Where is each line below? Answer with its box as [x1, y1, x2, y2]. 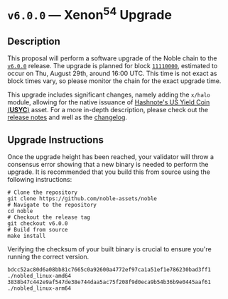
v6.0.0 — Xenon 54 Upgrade [7, 4, 173, 23]
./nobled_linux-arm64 [7, 285, 72, 292]
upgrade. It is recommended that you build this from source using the [7, 168, 211, 176]
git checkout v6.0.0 [7, 220, 69, 227]
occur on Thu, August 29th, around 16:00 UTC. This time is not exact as [7, 69, 217, 78]
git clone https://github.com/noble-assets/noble [7, 195, 158, 202]
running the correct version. [7, 253, 89, 261]
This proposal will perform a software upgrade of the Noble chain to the [7, 54, 218, 62]
